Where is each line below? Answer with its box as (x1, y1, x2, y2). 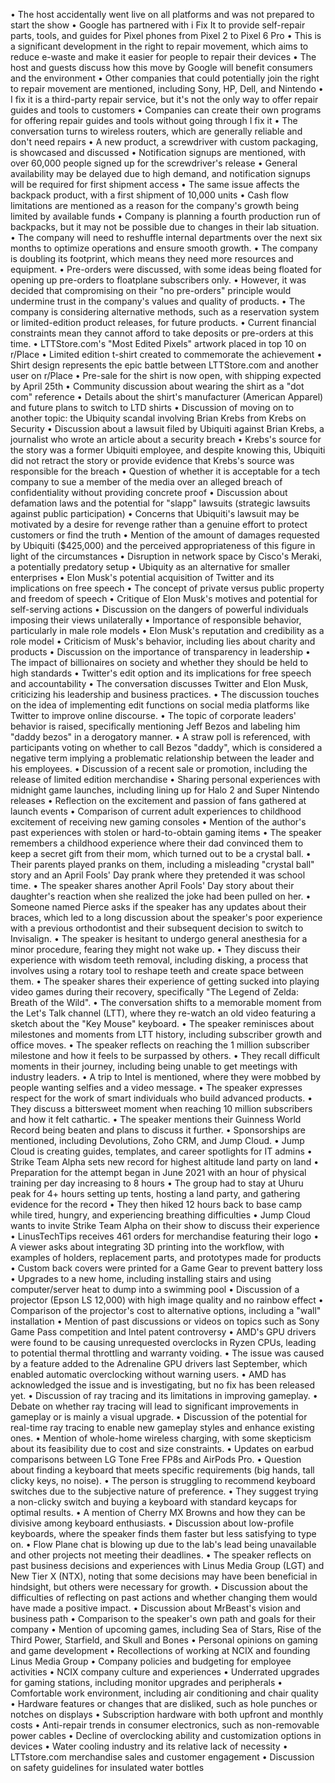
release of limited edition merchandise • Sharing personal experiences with (10, 774, 321, 785)
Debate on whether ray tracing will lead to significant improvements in (10, 1400, 299, 1412)
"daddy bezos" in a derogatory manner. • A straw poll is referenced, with (10, 731, 311, 743)
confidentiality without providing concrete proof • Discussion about (10, 487, 288, 498)
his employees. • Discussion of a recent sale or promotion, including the (10, 763, 308, 774)
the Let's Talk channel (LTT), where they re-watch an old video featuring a (10, 1007, 317, 1019)
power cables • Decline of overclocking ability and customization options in (10, 1730, 322, 1741)
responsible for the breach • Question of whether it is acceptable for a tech (10, 465, 321, 477)
